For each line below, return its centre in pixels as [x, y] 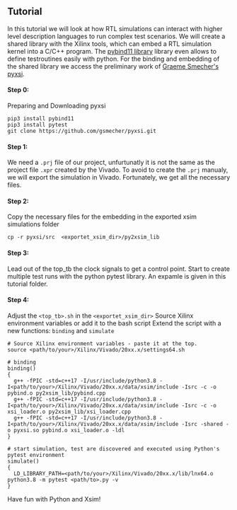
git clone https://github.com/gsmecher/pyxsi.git [82, 131]
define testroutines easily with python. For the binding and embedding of [114, 59]
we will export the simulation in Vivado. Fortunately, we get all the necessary [119, 178]
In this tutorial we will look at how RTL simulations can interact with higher [115, 28]
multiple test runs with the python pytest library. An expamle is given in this [117, 276]
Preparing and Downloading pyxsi [57, 106]
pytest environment [36, 455]
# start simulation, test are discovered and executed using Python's [114, 448]
